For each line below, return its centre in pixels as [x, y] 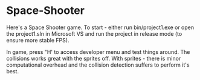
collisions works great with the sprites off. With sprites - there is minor [94, 58]
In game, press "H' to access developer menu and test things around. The [98, 52]
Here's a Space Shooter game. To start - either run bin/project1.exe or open [100, 27]
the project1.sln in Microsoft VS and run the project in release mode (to [94, 33]
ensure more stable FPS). [38, 40]
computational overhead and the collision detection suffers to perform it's [98, 65]
